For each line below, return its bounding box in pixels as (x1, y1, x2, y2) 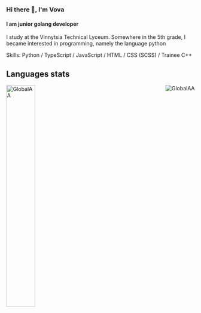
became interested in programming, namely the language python (6, 40, 166, 47)
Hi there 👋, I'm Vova (6, 5, 65, 14)
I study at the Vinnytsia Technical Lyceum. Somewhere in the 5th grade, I (6, 34, 186, 41)
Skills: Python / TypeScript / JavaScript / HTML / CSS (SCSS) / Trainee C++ (6, 51, 193, 59)
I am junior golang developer (6, 20, 79, 28)
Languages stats (6, 69, 70, 79)
